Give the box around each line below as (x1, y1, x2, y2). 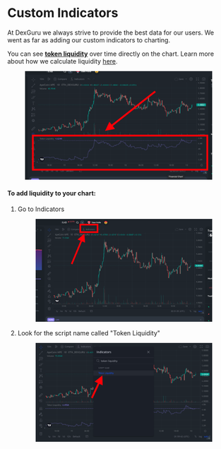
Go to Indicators (17, 205, 65, 213)
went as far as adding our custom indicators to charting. (7, 35, 171, 44)
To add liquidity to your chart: (7, 189, 97, 198)
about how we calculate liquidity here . (7, 56, 118, 65)
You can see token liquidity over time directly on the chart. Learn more (7, 49, 214, 58)
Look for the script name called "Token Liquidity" (17, 329, 161, 337)
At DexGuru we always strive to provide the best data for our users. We (7, 28, 214, 37)
